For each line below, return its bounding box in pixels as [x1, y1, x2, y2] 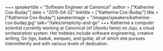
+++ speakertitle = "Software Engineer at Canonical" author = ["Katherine [5, 4, 154, 10]
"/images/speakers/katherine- [90, 15, 151, 20]
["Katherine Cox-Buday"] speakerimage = [5, 15, 90, 20]
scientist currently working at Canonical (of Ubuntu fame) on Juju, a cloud [5, 25, 155, 31]
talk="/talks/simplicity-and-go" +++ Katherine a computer [37, 20, 154, 25]
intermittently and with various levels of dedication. [5, 41, 109, 46]
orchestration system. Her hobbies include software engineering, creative [5, 30, 154, 36]
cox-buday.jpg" [5, 20, 37, 25]
